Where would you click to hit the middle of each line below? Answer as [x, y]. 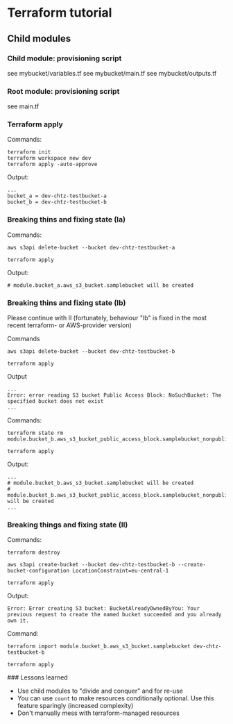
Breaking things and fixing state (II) [68, 525]
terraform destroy [34, 553]
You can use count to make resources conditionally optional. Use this [115, 698]
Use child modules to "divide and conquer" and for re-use [100, 691]
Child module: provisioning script [64, 58]
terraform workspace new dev [49, 158]
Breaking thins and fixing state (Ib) [67, 302]
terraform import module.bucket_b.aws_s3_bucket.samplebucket [99, 647]
